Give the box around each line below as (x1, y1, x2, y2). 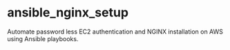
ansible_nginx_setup (7, 5, 129, 21)
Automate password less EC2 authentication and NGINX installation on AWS (7, 27, 223, 36)
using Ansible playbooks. (7, 34, 79, 42)
